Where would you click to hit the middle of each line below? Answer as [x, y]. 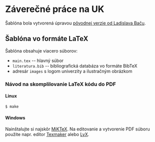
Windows [15, 118]
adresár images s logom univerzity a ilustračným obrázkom [72, 71]
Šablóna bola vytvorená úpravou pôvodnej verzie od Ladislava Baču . [76, 23]
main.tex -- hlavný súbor [38, 60]
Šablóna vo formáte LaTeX [47, 39]
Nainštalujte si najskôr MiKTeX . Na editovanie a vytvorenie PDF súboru [78, 129]
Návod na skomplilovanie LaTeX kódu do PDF [61, 84]
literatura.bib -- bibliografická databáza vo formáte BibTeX [75, 65]
